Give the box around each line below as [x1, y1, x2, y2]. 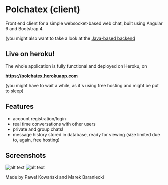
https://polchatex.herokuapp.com [5, 73, 78, 79]
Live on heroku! [5, 50, 55, 58]
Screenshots [5, 151, 46, 160]
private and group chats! [12, 126, 64, 132]
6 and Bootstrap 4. [5, 25, 44, 31]
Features [5, 102, 34, 111]
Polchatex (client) [5, 4, 80, 15]
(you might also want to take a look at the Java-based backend [5, 35, 135, 41]
